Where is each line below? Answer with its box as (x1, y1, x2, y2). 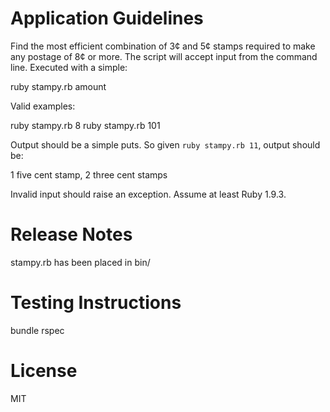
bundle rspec (10, 324, 65, 336)
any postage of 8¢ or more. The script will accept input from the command (10, 50, 318, 62)
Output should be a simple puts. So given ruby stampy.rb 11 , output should (10, 138, 321, 151)
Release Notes (10, 223, 133, 246)
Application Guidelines (10, 7, 204, 30)
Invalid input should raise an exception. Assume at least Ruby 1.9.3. (10, 188, 287, 200)
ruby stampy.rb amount (10, 80, 107, 92)
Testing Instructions (10, 292, 182, 314)
